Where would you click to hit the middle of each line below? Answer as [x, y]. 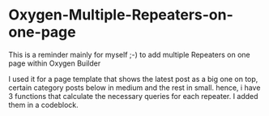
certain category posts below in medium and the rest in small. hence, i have [134, 88]
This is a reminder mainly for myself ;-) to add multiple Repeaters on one [129, 54]
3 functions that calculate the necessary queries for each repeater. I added [133, 96]
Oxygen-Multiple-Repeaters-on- [121, 15]
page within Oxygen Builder [55, 63]
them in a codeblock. [43, 105]
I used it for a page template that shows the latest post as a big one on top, [133, 79]
